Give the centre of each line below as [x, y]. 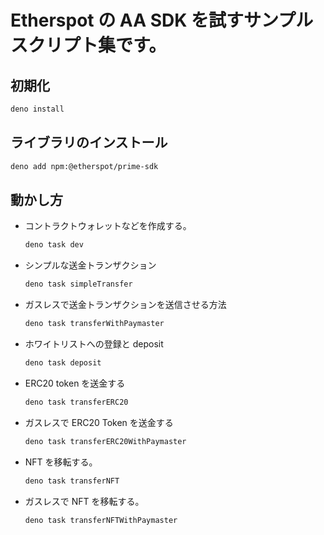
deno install [37, 109]
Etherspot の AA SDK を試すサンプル [162, 20]
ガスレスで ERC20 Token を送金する [99, 422]
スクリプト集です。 [88, 45]
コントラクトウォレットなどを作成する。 [108, 226]
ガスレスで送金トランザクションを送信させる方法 [125, 305]
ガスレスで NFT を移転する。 [84, 501]
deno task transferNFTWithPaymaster [101, 520]
